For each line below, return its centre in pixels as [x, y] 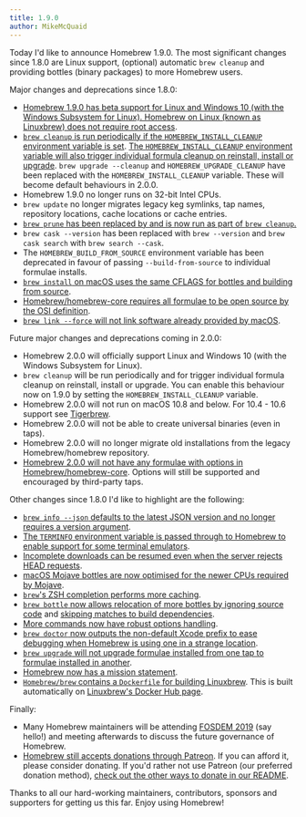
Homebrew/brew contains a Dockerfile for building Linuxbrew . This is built [158, 681]
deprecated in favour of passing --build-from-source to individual [146, 262]
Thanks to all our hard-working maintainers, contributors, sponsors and [143, 792]
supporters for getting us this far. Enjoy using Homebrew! [117, 802]
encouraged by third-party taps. [83, 481]
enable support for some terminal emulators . [106, 546]
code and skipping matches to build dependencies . [119, 614]
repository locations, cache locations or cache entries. [125, 213]
